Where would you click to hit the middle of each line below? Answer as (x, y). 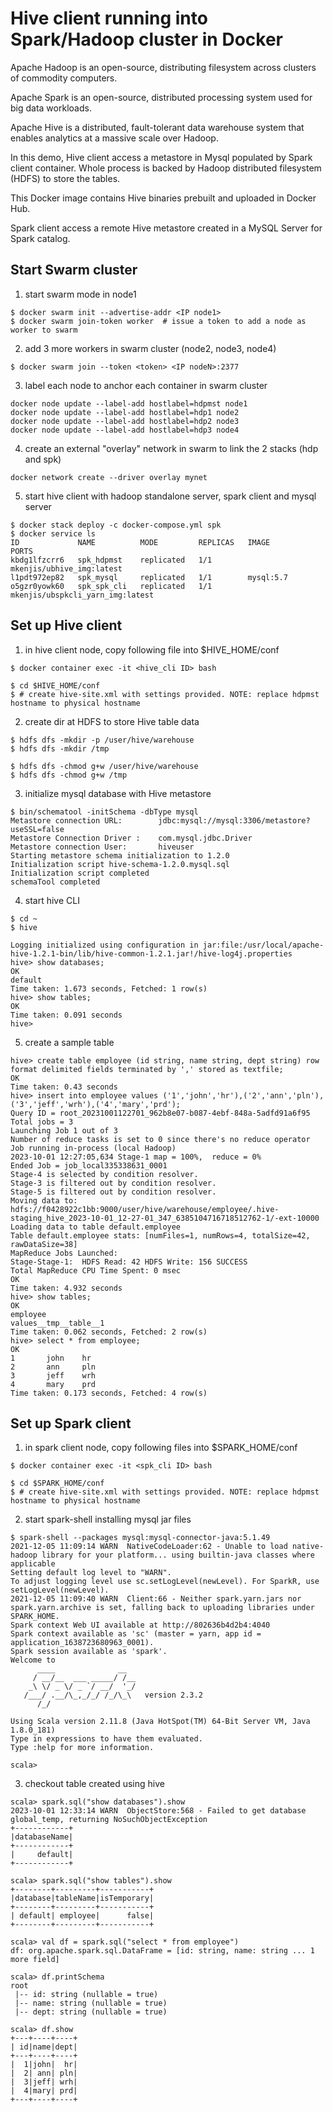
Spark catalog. (40, 238)
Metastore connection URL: (66, 820)
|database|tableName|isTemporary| (82, 1898)
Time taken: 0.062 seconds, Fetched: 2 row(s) (109, 1332)
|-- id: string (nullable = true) (86, 1995)
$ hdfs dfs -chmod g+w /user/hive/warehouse (104, 766)
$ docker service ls (53, 533)
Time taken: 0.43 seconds (64, 1087)
